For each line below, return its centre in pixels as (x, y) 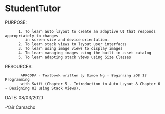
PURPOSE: (16, 22)
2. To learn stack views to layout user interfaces (72, 44)
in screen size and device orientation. (67, 40)
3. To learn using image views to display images (70, 48)
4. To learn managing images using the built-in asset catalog (85, 53)
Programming (17, 79)
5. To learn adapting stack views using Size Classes (75, 57)
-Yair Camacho (20, 107)
